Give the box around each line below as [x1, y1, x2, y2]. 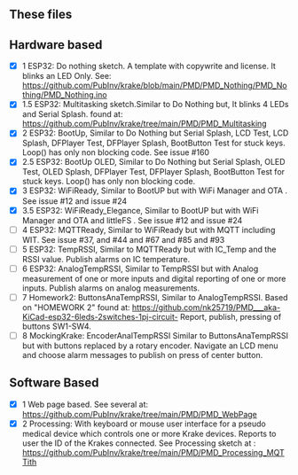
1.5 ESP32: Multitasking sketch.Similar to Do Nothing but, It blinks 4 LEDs [21, 99, 289, 110]
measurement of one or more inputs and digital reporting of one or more [21, 273, 286, 284]
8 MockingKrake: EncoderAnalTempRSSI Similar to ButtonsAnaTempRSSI [21, 330, 289, 340]
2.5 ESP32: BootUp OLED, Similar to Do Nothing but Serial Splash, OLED [21, 157, 286, 167]
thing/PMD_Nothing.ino [21, 90, 108, 100]
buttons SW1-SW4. [21, 321, 91, 331]
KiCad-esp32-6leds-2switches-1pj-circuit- [21, 311, 179, 322]
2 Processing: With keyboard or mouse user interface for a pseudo [21, 418, 266, 429]
